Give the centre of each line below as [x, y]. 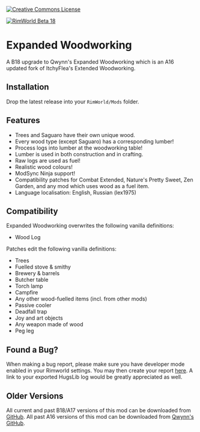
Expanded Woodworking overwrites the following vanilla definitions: [90, 226]
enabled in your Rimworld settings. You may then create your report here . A [100, 371]
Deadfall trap [31, 312]
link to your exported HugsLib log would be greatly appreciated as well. [94, 377]
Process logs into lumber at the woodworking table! [79, 148]
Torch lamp [29, 286]
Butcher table [32, 280]
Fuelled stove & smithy [43, 267]
